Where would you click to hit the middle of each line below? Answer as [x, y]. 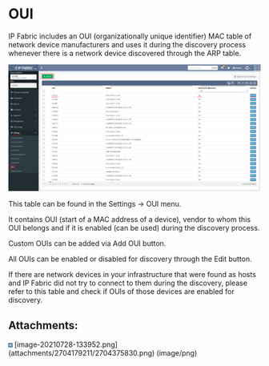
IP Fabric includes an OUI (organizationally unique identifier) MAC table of [130, 36]
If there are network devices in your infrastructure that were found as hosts [132, 275]
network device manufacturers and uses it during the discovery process [127, 44]
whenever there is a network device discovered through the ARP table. [125, 53]
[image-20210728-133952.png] [66, 344]
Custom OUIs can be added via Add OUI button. [87, 243]
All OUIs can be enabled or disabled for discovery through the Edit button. [130, 259]
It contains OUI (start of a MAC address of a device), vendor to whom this [129, 219]
